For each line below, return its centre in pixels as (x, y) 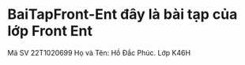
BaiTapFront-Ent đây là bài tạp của (122, 14)
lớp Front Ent (50, 31)
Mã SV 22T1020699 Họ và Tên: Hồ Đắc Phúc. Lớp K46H (99, 52)
